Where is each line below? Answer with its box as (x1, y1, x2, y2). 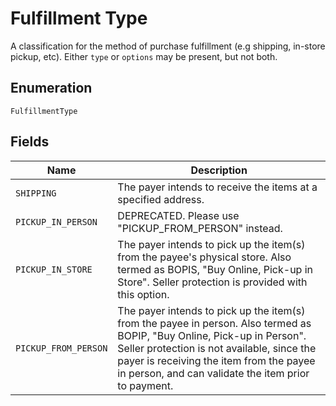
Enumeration (10, 80, 93, 97)
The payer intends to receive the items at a (117, 180, 318, 194)
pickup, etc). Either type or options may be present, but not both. (10, 50, 278, 62)
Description (190, 163, 248, 177)
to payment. (117, 378, 174, 392)
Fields (10, 133, 50, 151)
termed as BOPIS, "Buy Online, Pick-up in (117, 262, 314, 276)
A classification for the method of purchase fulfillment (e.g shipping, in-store (10, 40, 326, 52)
